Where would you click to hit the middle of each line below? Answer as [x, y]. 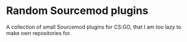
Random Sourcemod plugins [77, 11]
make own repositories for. [39, 33]
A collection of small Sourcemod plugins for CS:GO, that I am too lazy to [94, 27]
